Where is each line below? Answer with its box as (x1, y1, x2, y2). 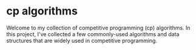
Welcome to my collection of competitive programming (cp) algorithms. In (6, 24, 191, 31)
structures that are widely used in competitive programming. (6, 37, 158, 44)
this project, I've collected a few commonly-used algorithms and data (6, 30, 180, 37)
